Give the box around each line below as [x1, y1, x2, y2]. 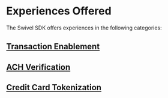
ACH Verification [6, 62, 71, 72]
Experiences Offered [6, 4, 112, 18]
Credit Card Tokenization [6, 82, 102, 93]
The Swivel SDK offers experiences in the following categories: [6, 24, 162, 31]
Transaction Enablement [6, 41, 100, 52]
